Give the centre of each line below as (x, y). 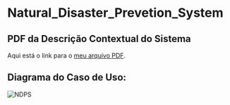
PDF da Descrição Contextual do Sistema (99, 39)
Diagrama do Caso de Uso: (67, 77)
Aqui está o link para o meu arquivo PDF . (66, 55)
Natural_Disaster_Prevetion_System (115, 13)
